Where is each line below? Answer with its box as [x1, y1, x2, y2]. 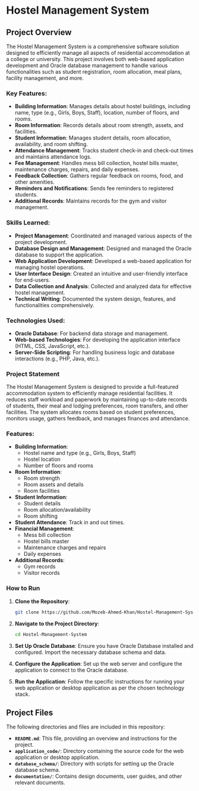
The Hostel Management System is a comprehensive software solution [6, 43, 179, 50]
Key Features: [6, 89, 48, 97]
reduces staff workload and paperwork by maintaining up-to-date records [6, 396, 187, 403]
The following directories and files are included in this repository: [6, 723, 165, 730]
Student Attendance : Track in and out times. [14, 519, 125, 526]
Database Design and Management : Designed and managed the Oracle [14, 245, 192, 252]
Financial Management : [14, 525, 74, 532]
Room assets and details [23, 481, 84, 488]
